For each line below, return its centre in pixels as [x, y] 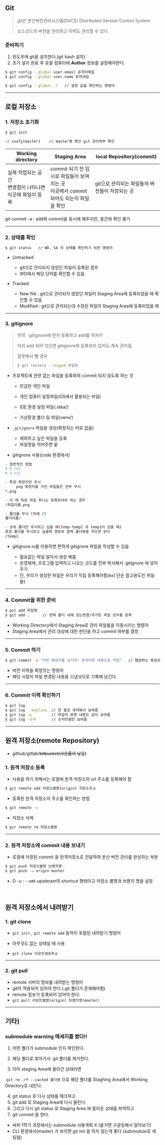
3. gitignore [19, 324]
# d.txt [13, 473]
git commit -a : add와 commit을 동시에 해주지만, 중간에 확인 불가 [68, 219]
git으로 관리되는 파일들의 [122, 184]
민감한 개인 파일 [35, 386]
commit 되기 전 [67, 169]
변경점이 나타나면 [27, 188]
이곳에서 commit [69, 191]
